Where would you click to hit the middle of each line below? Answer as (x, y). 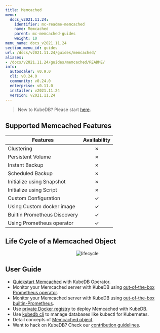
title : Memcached (24, 10)
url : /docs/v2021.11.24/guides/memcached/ (51, 52)
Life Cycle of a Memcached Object (61, 241)
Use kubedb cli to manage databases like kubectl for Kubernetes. (81, 314)
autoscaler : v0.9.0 (30, 72)
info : (11, 67)
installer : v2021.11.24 (35, 90)
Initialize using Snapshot (37, 182)
